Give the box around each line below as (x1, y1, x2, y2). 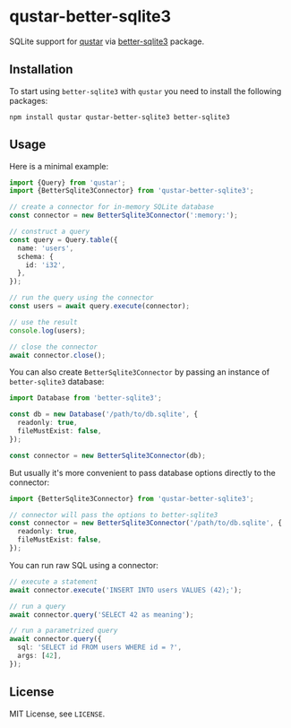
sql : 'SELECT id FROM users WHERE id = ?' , (17, 643, 182, 652)
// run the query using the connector (9, 293, 154, 302)
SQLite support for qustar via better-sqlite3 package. (9, 36, 205, 47)
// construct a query (9, 227, 90, 237)
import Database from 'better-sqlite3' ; (9, 394, 163, 403)
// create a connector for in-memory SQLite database (9, 203, 215, 212)
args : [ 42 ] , (17, 652, 63, 661)
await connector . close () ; (9, 351, 106, 360)
